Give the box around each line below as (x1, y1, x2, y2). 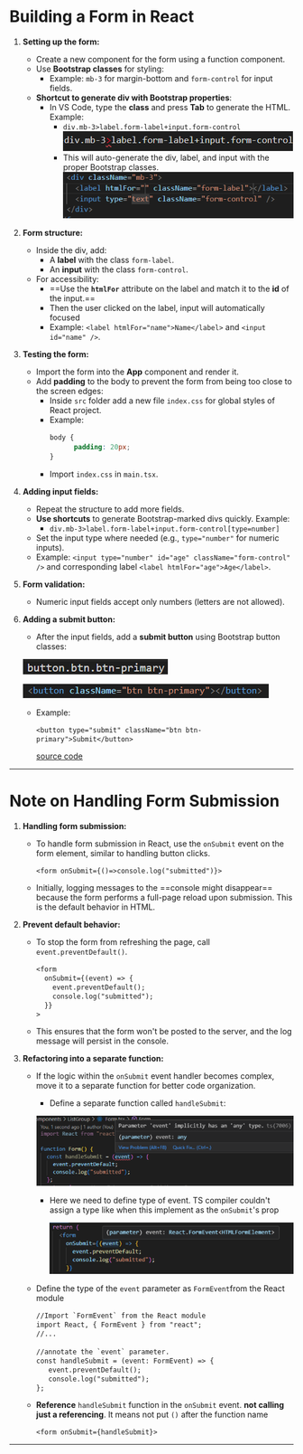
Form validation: (22, 579, 86, 590)
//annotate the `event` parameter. (35, 1347, 170, 1357)
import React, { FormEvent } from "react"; (35, 1320, 203, 1330)
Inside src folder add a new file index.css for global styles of (49, 395, 275, 406)
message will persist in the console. (35, 1035, 170, 1046)
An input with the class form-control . (49, 264, 188, 275)
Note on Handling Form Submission (9, 791, 280, 811)
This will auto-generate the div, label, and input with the (62, 152, 270, 163)
